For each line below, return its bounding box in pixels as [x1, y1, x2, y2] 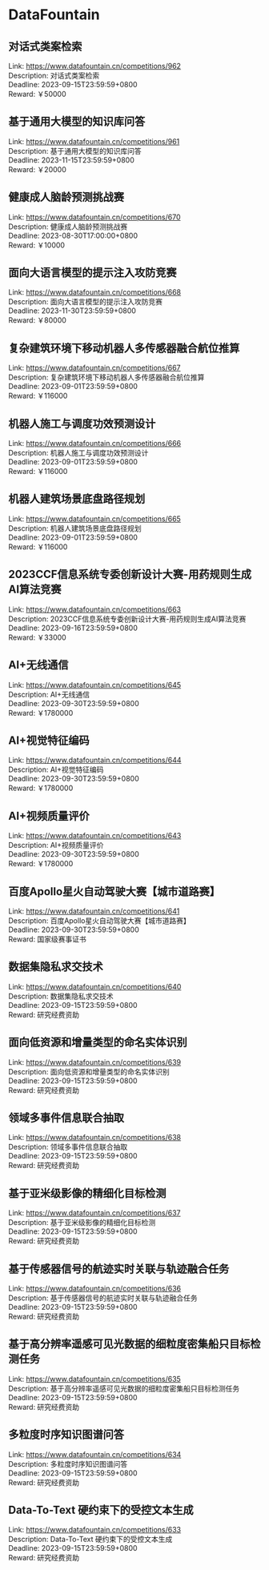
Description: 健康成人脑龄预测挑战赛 [8, 222, 128, 231]
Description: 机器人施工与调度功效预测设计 [8, 448, 149, 458]
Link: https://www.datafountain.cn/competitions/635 [8, 1374, 182, 1383]
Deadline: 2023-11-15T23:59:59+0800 [8, 155, 134, 165]
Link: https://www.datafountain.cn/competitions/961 [8, 136, 180, 146]
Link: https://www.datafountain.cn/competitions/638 [8, 1133, 182, 1142]
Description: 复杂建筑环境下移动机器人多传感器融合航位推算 [8, 372, 205, 382]
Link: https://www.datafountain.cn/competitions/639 [8, 1057, 182, 1066]
